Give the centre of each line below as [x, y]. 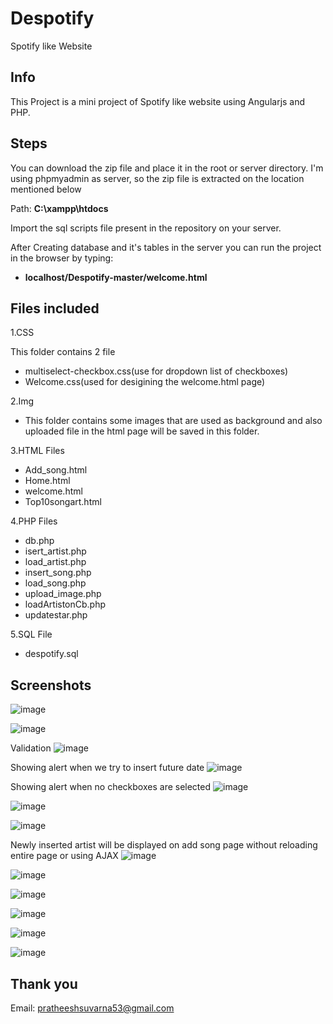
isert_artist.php [55, 551]
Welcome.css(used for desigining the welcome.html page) [145, 382]
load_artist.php [55, 562]
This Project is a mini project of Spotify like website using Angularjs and [158, 101]
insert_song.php [58, 573]
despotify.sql [51, 654]
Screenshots [51, 685]
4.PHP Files [34, 521]
